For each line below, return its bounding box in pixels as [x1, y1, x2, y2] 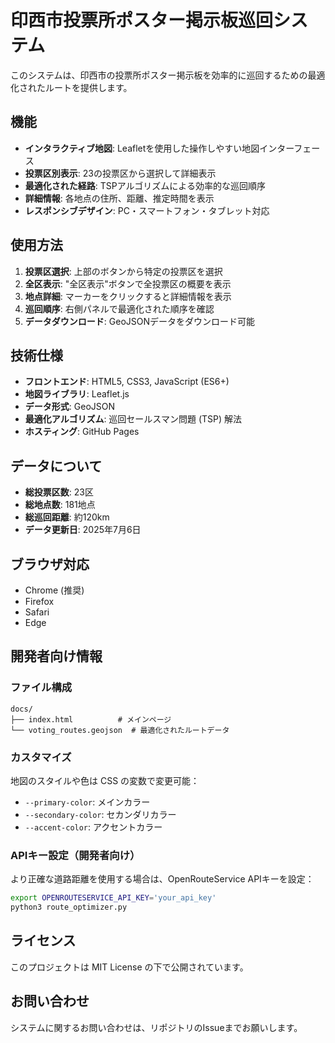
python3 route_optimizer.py [10, 902, 128, 913]
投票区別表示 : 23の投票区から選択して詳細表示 [24, 167, 217, 179]
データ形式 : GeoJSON [24, 401, 115, 413]
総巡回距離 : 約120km [24, 511, 110, 523]
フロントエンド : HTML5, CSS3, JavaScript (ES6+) [24, 376, 230, 388]
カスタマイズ [10, 750, 72, 764]
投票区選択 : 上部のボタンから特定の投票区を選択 [24, 265, 223, 277]
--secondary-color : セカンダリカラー [24, 808, 177, 820]
